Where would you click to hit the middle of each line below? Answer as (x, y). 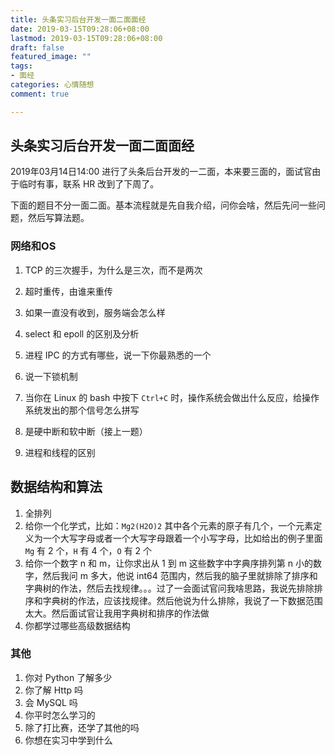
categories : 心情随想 (52, 85)
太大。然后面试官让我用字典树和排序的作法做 (117, 613)
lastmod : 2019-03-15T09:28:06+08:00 (86, 38)
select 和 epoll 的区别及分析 (82, 333)
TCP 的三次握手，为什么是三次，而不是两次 (113, 270)
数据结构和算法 (56, 487)
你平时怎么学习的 (60, 715)
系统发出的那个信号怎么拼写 (82, 410)
